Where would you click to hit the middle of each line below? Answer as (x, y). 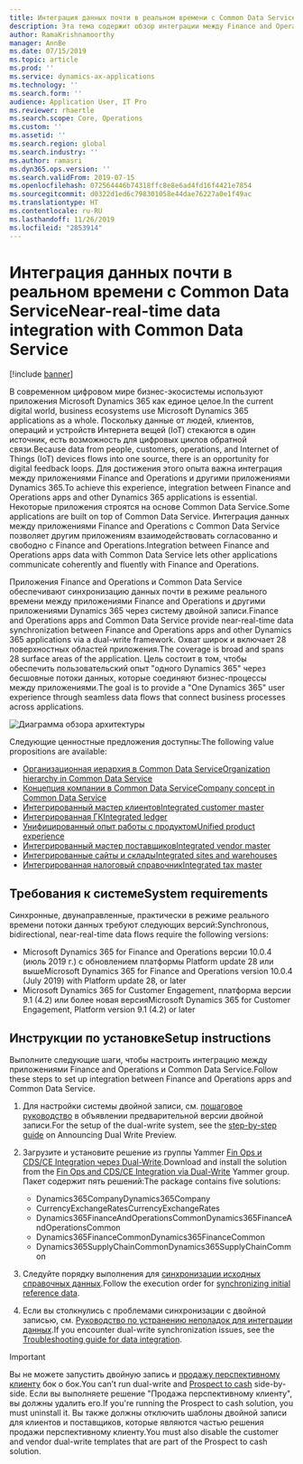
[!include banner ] (41, 374)
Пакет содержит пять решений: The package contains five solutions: (151, 1181)
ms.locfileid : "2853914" (56, 228)
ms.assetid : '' (38, 136)
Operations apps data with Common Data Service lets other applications (143, 555)
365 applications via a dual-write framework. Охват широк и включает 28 (148, 640)
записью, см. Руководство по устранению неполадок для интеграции (157, 1320)
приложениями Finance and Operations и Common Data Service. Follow (143, 1070)
